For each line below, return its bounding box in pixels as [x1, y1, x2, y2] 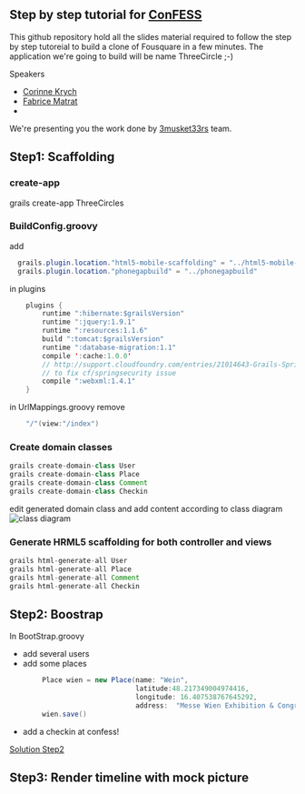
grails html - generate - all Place [9, 565, 132, 574]
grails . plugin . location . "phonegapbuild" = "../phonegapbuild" [17, 266, 258, 276]
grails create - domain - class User [9, 461, 136, 471]
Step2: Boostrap [9, 607, 103, 622]
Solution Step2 [9, 743, 65, 754]
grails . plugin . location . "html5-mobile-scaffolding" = [17, 258, 225, 267]
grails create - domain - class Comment [9, 478, 148, 487]
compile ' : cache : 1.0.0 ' [42, 351, 132, 360]
